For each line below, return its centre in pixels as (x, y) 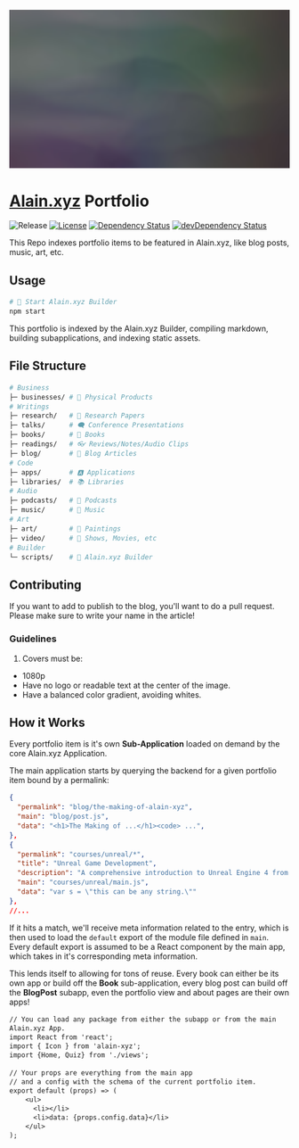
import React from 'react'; (61, 1037)
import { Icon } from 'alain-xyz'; (75, 1046)
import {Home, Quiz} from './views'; (79, 1055)
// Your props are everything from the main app (101, 1073)
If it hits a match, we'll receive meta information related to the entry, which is (149, 928)
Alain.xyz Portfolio (79, 201)
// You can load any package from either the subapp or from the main (143, 1019)
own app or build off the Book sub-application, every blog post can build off (149, 983)
